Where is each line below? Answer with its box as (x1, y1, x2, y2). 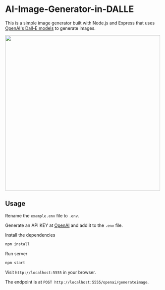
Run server (5, 250, 28, 257)
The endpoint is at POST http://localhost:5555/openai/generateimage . (5, 279, 149, 285)
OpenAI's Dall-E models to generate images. (5, 25, 96, 31)
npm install (5, 241, 30, 247)
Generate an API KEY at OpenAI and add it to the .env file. (5, 222, 123, 228)
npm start (5, 260, 26, 265)
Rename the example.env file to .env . (5, 212, 79, 218)
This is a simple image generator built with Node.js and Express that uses (5, 20, 155, 26)
